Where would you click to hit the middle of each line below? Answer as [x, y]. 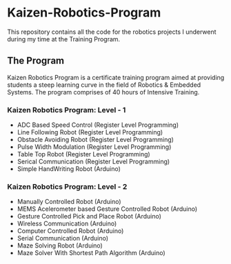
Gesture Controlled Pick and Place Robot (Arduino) [89, 216]
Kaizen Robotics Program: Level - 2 [67, 186]
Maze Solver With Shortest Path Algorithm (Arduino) [91, 253]
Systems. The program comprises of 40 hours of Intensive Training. [103, 92]
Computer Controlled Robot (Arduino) [70, 231]
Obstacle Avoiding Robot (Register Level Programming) [96, 140]
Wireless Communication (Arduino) [67, 224]
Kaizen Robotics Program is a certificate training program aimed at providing [116, 77]
